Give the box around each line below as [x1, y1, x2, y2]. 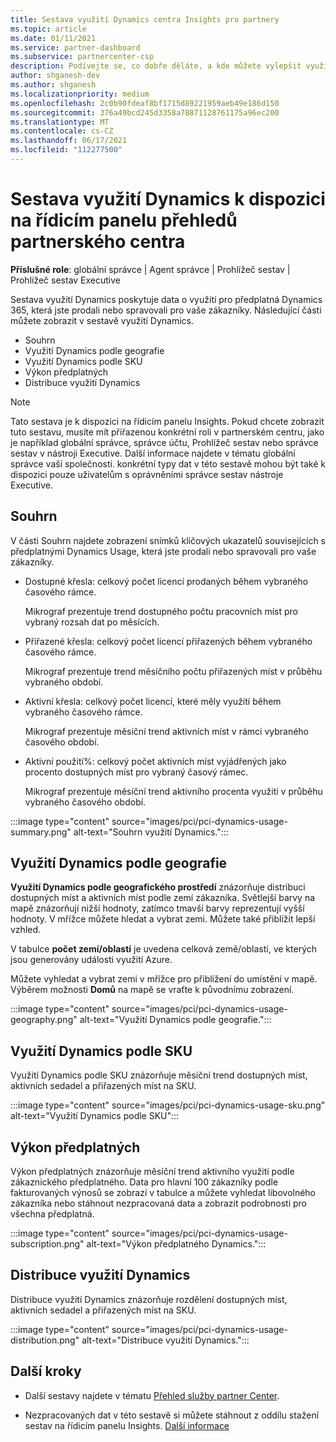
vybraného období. [24, 676, 104, 688]
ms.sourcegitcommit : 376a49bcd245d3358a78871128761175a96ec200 [10, 107, 280, 118]
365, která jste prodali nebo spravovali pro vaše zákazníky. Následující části [10, 304, 322, 316]
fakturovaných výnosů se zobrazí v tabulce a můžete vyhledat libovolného [10, 1187, 317, 1199]
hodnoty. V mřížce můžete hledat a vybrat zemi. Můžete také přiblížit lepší [10, 913, 316, 925]
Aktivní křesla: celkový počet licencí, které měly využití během [24, 695, 282, 707]
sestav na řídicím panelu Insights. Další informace [24, 1419, 230, 1431]
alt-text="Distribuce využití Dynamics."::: [81, 1334, 250, 1346]
